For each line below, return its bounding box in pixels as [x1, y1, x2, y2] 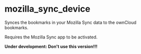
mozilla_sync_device [4, 3, 90, 15]
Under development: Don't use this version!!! [4, 43, 98, 49]
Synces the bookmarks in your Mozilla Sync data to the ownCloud [4, 19, 137, 25]
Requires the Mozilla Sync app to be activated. [4, 34, 98, 40]
